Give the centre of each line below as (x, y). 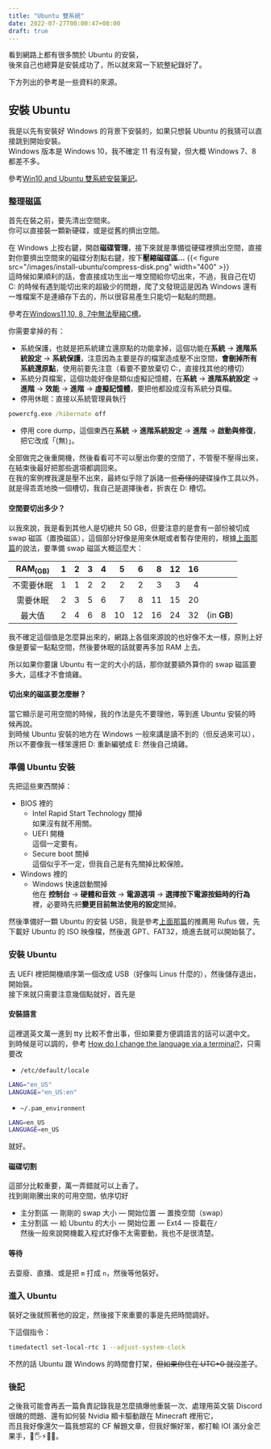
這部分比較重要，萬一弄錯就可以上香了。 (75, 1186)
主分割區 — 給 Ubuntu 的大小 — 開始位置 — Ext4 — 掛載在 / (119, 1223)
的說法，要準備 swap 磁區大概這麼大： (79, 548)
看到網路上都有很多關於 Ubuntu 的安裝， (76, 55)
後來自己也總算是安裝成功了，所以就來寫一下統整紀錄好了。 (107, 65)
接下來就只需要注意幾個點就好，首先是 (72, 994)
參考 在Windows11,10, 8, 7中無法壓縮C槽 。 (77, 314)
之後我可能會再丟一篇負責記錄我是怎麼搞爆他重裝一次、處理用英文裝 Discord (135, 1406)
